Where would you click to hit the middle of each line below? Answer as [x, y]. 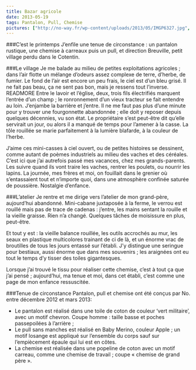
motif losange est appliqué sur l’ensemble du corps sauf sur [87, 336]
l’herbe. [15, 137]
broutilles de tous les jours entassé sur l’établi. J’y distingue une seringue [95, 246]
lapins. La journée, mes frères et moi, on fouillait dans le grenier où [87, 173]
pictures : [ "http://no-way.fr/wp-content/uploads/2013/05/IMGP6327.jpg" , [98, 28]
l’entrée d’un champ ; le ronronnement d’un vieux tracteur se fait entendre [95, 100]
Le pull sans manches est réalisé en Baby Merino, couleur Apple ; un [97, 330]
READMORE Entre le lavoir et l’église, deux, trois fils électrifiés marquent [93, 93]
